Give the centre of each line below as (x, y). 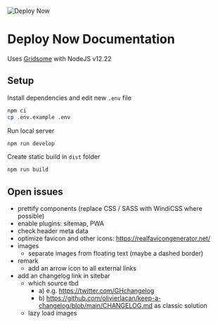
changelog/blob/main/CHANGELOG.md (96, 306)
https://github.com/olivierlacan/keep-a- (104, 298)
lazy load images (52, 313)
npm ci (17, 110)
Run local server (31, 131)
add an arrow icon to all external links (82, 268)
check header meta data (53, 231)
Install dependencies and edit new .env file (69, 98)
